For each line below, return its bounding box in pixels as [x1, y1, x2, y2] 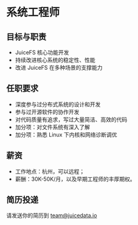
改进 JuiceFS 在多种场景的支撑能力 [15, 64, 103, 71]
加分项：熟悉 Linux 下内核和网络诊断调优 [15, 131, 117, 138]
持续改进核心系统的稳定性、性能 [15, 56, 95, 64]
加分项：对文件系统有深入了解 [15, 123, 90, 130]
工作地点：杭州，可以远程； [15, 167, 85, 175]
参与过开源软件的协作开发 [15, 108, 80, 115]
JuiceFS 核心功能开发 [15, 49, 69, 56]
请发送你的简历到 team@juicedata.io [6, 212, 97, 219]
